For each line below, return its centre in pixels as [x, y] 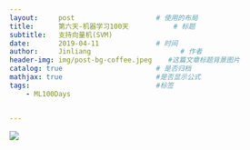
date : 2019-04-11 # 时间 [94, 43]
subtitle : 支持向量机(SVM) [61, 35]
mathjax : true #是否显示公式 [105, 77]
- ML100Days [48, 94]
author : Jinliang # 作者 [106, 52]
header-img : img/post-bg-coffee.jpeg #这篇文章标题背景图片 [125, 60]
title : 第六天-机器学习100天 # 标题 [102, 26]
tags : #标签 [92, 85]
